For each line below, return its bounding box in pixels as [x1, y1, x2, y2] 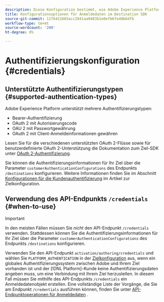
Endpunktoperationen [5, 291, 49, 297]
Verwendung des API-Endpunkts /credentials [5, 195, 148, 203]
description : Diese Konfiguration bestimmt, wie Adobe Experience [5, 7, 143, 12]
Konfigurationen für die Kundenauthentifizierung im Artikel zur [5, 175, 130, 181]
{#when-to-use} [5, 202, 56, 211]
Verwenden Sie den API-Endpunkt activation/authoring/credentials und [5, 250, 154, 256]
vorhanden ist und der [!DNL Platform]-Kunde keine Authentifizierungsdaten [5, 265, 159, 271]
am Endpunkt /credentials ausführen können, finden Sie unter [5, 286, 131, 292]
